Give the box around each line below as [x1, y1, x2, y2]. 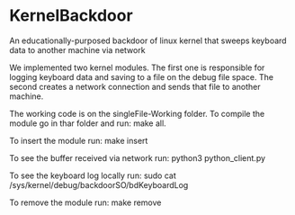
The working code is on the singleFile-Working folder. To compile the [9, 108, 265, 119]
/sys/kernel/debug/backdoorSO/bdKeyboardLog [9, 179, 189, 190]
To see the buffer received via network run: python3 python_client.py [9, 152, 266, 163]
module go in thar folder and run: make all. [9, 118, 166, 129]
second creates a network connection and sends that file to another [9, 81, 261, 92]
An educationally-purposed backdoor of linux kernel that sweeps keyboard [9, 35, 287, 46]
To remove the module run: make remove [9, 197, 162, 208]
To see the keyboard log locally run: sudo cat [9, 170, 177, 181]
